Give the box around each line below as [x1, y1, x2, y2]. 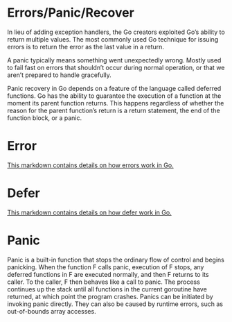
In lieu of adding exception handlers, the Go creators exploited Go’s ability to [7, 28, 225, 36]
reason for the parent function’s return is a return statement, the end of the [7, 106, 220, 115]
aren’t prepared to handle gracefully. [7, 71, 112, 79]
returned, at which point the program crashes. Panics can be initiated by [7, 292, 213, 300]
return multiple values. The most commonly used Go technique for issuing [7, 35, 219, 43]
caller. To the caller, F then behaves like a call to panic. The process [7, 278, 201, 286]
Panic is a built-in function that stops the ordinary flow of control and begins [7, 255, 225, 264]
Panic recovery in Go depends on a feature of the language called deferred [7, 84, 222, 92]
